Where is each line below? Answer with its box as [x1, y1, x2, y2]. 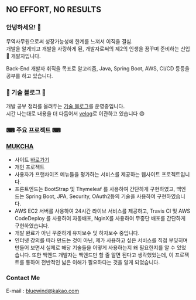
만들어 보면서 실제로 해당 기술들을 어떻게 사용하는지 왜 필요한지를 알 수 [14, 244, 176, 251]
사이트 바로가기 [14, 156, 50, 163]
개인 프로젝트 [14, 163, 45, 171]
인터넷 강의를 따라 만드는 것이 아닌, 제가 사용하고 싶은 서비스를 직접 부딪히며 [14, 237, 188, 244]
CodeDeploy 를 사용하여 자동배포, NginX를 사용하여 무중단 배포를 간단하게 [14, 215, 186, 222]
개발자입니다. [11, 52, 41, 59]
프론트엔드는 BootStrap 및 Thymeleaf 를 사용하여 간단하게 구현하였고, [14, 186, 176, 193]
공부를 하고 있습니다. [6, 72, 53, 79]
